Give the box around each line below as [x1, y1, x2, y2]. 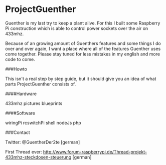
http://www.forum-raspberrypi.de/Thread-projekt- [43, 148, 147, 154]
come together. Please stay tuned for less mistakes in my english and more [5, 51, 160, 57]
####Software [5, 110, 35, 116]
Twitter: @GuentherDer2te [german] [5, 139, 80, 145]
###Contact [5, 129, 30, 135]
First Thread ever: [5, 148, 42, 154]
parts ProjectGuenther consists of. [5, 81, 76, 87]
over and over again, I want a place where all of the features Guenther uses [5, 45, 161, 51]
